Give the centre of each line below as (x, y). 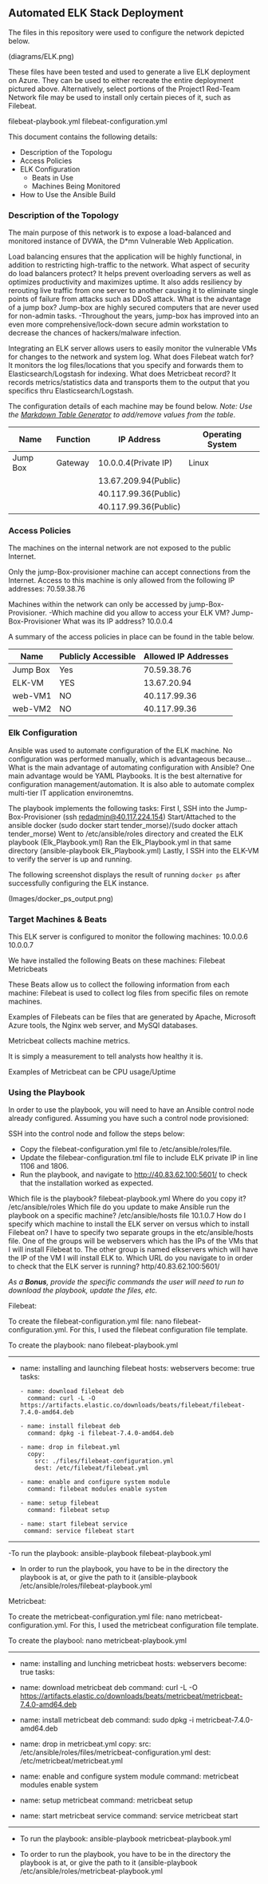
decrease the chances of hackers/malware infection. (95, 333)
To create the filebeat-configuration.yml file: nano (90, 1321)
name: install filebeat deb (74, 1427)
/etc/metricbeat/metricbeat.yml (71, 1761)
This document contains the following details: (83, 137)
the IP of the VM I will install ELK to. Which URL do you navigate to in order (131, 1258)
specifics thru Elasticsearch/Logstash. (71, 391)
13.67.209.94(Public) (140, 481)
